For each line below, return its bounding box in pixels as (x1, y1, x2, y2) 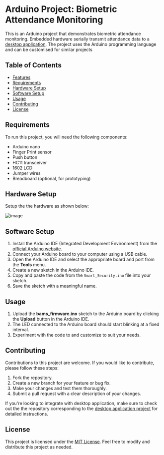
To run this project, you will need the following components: (5, 134, 128, 140)
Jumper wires (12, 170, 41, 176)
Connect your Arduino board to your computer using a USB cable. (12, 251, 148, 257)
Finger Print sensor (12, 149, 52, 155)
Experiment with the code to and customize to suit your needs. (12, 332, 141, 338)
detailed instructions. (5, 411, 48, 417)
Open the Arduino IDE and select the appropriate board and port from (12, 256, 155, 263)
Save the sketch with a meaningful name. (12, 283, 97, 289)
